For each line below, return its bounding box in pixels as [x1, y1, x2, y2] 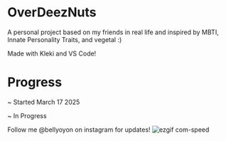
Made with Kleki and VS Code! [7, 49, 97, 58]
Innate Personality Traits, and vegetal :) [7, 35, 122, 43]
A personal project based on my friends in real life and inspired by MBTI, [7, 28, 219, 36]
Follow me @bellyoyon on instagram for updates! [7, 125, 151, 134]
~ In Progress [7, 111, 48, 120]
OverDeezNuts [7, 4, 97, 21]
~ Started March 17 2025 [7, 98, 80, 106]
